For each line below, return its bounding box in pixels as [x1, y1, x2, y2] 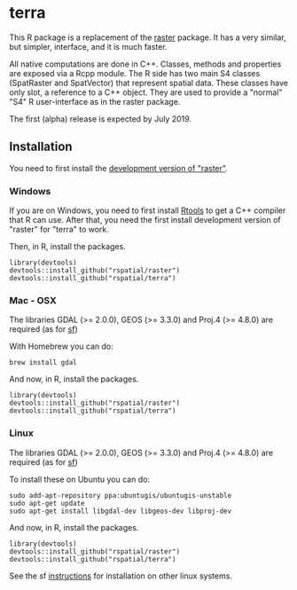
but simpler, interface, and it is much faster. [9, 41, 168, 51]
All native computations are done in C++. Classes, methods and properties [9, 59, 282, 69]
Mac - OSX [9, 294, 57, 306]
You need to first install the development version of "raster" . [9, 162, 228, 173]
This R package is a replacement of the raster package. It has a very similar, [9, 32, 286, 43]
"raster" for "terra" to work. [9, 224, 109, 235]
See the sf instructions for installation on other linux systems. [9, 570, 233, 581]
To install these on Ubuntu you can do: [9, 474, 151, 484]
